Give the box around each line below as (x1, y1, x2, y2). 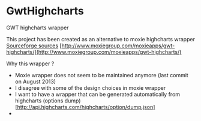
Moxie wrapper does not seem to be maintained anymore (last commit (14, 71, 189, 78)
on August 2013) (14, 78, 56, 85)
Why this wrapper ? (6, 60, 55, 67)
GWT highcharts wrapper (6, 24, 69, 31)
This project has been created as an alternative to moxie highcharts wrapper (6, 35, 195, 43)
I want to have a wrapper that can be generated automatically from (14, 90, 181, 98)
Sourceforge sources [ (6, 42, 62, 49)
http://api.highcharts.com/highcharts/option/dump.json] (17, 103, 155, 110)
